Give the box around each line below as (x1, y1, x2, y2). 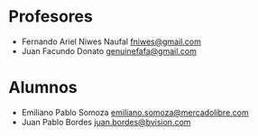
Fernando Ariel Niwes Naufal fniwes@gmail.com (21, 36, 202, 47)
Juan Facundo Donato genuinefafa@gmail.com (21, 45, 198, 56)
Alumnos (8, 77, 78, 98)
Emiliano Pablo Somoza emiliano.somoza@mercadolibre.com (21, 106, 249, 118)
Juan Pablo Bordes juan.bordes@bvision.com (21, 116, 191, 127)
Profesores (8, 6, 94, 27)
